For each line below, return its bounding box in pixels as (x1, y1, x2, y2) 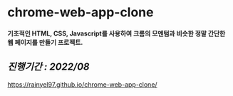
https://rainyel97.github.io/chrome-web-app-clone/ (7, 80, 158, 89)
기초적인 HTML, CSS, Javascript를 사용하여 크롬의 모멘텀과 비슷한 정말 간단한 (7, 29, 226, 38)
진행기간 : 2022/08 (7, 61, 90, 73)
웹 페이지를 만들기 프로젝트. (7, 38, 83, 46)
